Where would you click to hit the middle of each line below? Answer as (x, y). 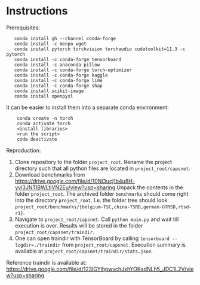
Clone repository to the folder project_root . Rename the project (93, 162)
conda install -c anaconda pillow (57, 65)
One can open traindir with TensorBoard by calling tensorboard (92, 238)
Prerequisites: (23, 28)
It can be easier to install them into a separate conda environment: (87, 107)
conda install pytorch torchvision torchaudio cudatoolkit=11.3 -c (100, 49)
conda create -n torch (45, 118)
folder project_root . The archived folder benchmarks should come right (101, 193)
